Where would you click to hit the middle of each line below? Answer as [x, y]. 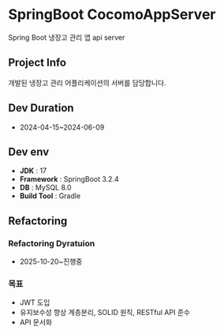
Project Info [37, 63]
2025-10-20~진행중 [51, 261]
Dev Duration [41, 108]
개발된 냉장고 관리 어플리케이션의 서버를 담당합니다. [87, 83]
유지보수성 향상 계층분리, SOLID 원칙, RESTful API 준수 [105, 313]
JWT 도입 [35, 302]
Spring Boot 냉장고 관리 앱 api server [67, 37]
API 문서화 [36, 322]
